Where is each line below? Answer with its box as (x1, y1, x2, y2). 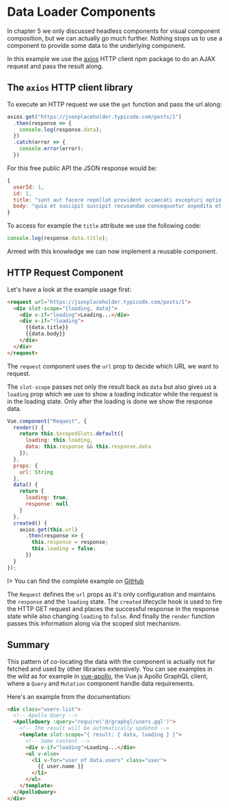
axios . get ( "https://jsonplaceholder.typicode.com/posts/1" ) (7, 113, 183, 120)
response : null (25, 501, 69, 508)
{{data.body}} (25, 331, 66, 337)
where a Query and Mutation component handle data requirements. (7, 679, 195, 687)
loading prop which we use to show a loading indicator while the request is (7, 390, 219, 398)
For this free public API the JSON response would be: (7, 164, 157, 172)
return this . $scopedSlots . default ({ (19, 430, 124, 438)
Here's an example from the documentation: (7, 692, 131, 700)
